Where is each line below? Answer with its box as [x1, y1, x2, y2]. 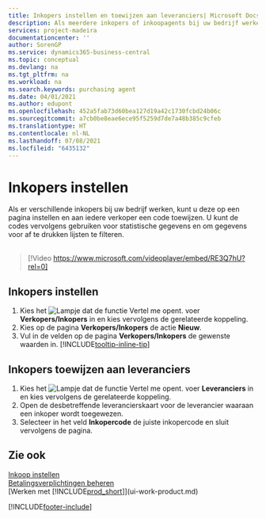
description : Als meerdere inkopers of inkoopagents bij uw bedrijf [8, 19, 239, 27]
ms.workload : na [8, 78, 62, 86]
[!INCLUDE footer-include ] [8, 502, 93, 511]
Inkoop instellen [8, 469, 60, 479]
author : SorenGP [8, 41, 62, 49]
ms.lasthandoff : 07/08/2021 [8, 136, 101, 145]
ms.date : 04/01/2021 [8, 93, 77, 101]
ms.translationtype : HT [8, 122, 87, 130]
